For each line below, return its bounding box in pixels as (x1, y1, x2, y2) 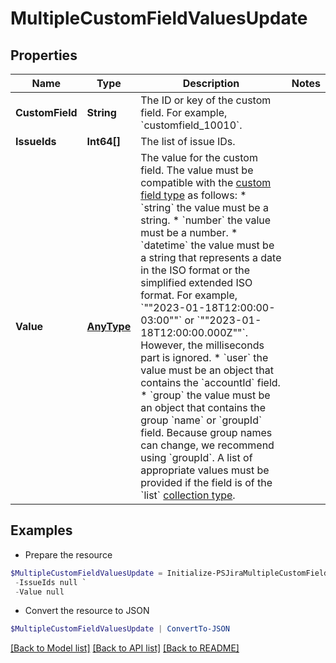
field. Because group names (140, 426, 273, 439)
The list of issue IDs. (140, 135, 236, 148)
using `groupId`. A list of (140, 451, 253, 464)
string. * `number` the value (140, 213, 272, 227)
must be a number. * (140, 226, 238, 239)
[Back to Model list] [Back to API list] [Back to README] (10, 642, 240, 654)
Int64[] (86, 135, 122, 148)
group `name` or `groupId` (140, 413, 263, 427)
